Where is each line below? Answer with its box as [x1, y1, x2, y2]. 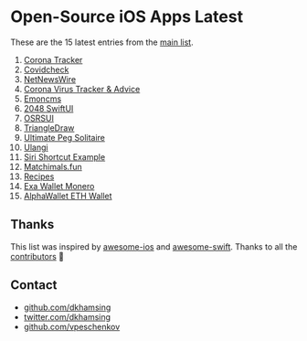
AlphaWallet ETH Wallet [23, 190, 112, 201]
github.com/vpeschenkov [23, 321, 121, 332]
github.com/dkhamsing [23, 302, 111, 313]
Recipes [23, 171, 55, 182]
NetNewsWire [23, 73, 77, 84]
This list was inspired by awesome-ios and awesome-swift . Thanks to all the [10, 240, 298, 252]
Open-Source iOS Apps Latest [10, 6, 244, 27]
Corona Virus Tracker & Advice [23, 83, 141, 94]
